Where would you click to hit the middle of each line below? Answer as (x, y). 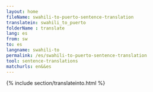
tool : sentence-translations (42, 61)
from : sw (17, 39)
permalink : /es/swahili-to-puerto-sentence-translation (76, 55)
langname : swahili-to (33, 50)
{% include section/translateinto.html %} (56, 83)
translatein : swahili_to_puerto (46, 22)
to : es (14, 45)
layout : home (22, 11)
